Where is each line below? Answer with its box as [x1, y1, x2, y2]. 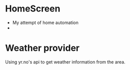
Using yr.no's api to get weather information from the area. [5, 58, 126, 65]
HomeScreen [5, 3, 61, 14]
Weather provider [5, 42, 80, 54]
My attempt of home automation [12, 19, 79, 25]
